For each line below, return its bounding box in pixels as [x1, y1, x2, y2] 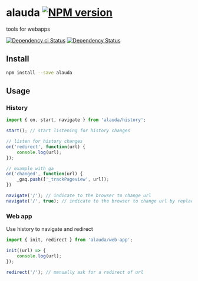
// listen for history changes [6, 139, 83, 145]
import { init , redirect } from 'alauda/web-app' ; [6, 237, 133, 243]
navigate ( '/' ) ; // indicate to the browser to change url [6, 192, 151, 199]
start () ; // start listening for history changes [6, 128, 131, 134]
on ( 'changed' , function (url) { [6, 171, 83, 177]
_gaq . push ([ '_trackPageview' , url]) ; [16, 177, 110, 182]
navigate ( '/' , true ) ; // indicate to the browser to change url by [6, 198, 176, 204]
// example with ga [6, 165, 54, 171]
